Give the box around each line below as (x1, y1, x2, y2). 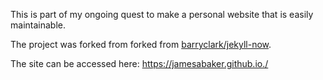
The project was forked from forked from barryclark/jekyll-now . (10, 39, 272, 50)
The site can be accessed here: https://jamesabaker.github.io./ (10, 58, 269, 69)
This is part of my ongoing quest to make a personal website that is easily (10, 9, 314, 20)
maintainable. (10, 19, 66, 31)
